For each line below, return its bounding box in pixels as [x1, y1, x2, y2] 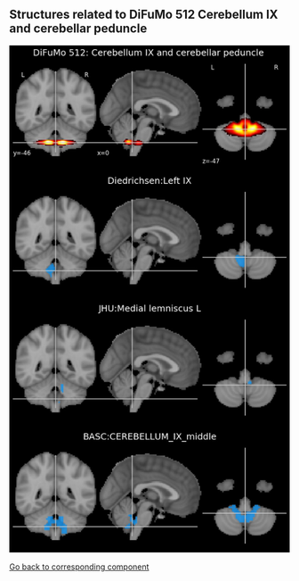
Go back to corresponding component [9, 561, 149, 572]
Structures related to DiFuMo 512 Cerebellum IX [9, 7, 279, 22]
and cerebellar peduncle [9, 21, 148, 37]
